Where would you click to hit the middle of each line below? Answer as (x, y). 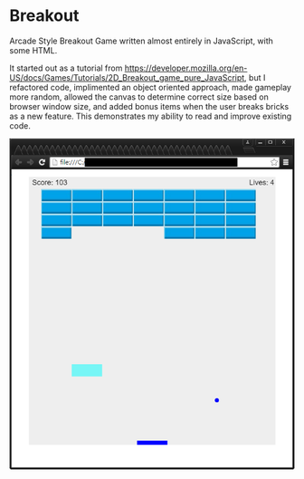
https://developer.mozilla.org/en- (186, 68)
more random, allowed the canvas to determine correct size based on (139, 97)
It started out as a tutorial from (66, 68)
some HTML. (33, 50)
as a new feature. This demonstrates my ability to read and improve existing (151, 116)
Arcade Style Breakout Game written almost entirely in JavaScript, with (142, 41)
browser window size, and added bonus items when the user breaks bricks (149, 106)
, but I (255, 77)
